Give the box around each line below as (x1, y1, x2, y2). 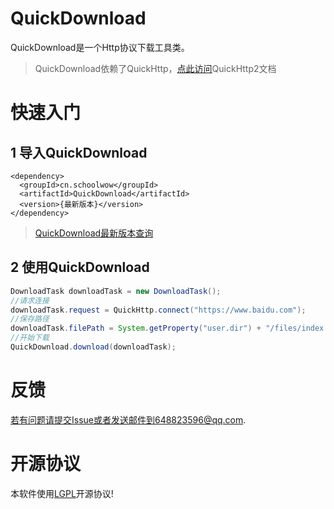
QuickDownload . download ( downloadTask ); (10, 342, 177, 352)
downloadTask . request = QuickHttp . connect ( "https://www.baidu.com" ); (10, 305, 307, 315)
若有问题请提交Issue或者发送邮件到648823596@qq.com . (10, 413, 247, 426)
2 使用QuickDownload (10, 259, 150, 276)
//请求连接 (10, 295, 50, 306)
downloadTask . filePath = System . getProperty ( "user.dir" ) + (10, 323, 262, 334)
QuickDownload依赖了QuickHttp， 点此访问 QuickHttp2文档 (34, 62, 277, 74)
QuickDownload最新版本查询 (34, 227, 154, 239)
